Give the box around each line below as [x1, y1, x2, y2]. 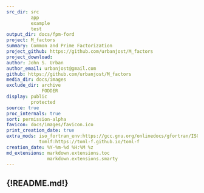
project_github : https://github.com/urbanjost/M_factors [6, 49, 154, 55]
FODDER [41, 88, 59, 94]
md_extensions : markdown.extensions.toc [6, 150, 110, 156]
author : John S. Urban [6, 59, 64, 66]
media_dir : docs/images [6, 76, 67, 83]
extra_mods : [6, 133, 36, 140]
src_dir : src [6, 8, 39, 15]
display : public [6, 93, 47, 100]
